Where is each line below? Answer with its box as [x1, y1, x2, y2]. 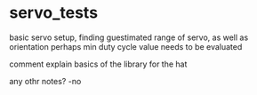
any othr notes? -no [9, 75, 82, 86]
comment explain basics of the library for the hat [9, 59, 188, 69]
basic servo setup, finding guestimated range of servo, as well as [9, 32, 249, 43]
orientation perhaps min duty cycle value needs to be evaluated [9, 41, 243, 51]
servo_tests [9, 3, 99, 23]
